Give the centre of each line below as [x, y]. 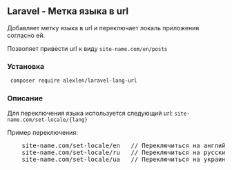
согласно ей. [26, 35]
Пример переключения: [42, 133]
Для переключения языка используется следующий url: [90, 114]
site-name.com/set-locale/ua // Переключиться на [111, 160]
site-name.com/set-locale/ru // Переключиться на [111, 153]
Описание [25, 98]
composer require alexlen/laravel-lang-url [74, 81]
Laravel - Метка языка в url [68, 11]
